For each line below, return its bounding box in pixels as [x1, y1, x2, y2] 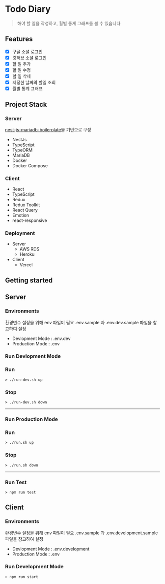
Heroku [19, 251, 35, 257]
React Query [12, 207, 38, 213]
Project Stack [5, 100, 48, 109]
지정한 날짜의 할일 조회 [12, 80, 56, 86]
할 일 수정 [12, 67, 31, 73]
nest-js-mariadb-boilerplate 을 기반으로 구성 [5, 126, 92, 132]
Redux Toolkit [12, 202, 40, 208]
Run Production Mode [5, 416, 58, 423]
